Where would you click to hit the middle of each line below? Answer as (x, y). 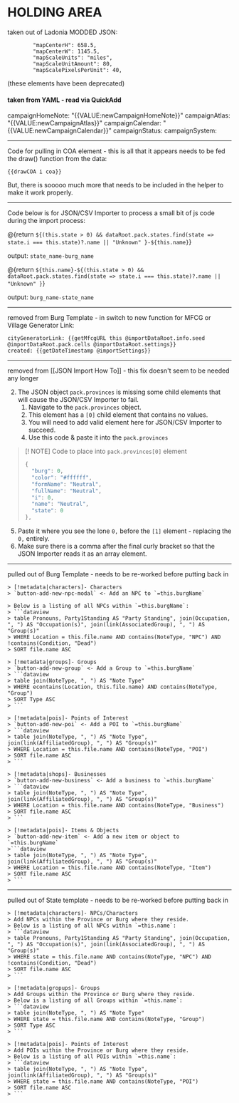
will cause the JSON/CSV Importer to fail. (78, 400)
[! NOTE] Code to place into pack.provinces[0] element (106, 451)
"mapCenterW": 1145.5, (67, 51)
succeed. (42, 430)
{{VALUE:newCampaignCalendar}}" (59, 131)
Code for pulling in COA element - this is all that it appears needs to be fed (116, 151)
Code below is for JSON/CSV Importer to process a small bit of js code (111, 213)
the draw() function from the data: (57, 159)
